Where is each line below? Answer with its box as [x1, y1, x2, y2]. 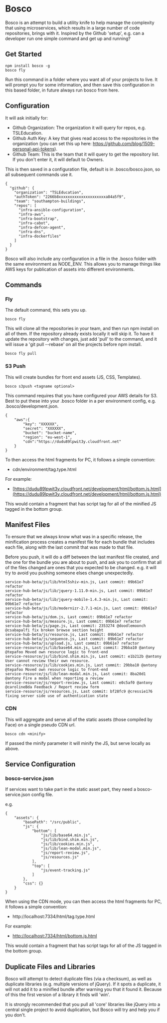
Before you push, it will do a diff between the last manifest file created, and [5, 554, 160, 560]
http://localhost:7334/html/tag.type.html [12, 913, 95, 919]
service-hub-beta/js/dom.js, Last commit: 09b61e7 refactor [5, 615, 133, 620]
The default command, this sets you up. [5, 307, 87, 313]
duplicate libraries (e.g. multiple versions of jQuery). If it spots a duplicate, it [5, 981, 161, 987]
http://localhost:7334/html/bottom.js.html [12, 933, 97, 939]
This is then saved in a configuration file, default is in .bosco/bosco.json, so [5, 166, 161, 172]
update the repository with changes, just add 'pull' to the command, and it [5, 336, 157, 342]
